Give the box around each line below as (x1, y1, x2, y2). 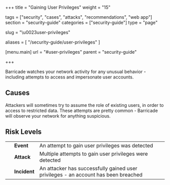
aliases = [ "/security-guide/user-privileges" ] (5, 39, 100, 45)
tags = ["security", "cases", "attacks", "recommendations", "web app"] (5, 14, 153, 20)
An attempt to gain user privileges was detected (39, 142, 153, 149)
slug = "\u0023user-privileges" (5, 29, 71, 35)
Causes (5, 89, 30, 97)
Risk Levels (5, 128, 42, 136)
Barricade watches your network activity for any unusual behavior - (5, 68, 146, 75)
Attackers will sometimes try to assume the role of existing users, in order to (5, 102, 164, 108)
